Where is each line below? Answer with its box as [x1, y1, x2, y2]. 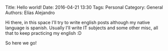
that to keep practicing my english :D [5, 30, 82, 36]
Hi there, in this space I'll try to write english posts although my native [5, 20, 150, 25]
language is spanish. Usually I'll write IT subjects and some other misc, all [5, 25, 158, 31]
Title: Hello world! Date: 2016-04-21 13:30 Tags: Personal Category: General [5, 5, 163, 10]
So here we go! [5, 40, 37, 46]
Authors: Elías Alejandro [5, 10, 55, 16]
